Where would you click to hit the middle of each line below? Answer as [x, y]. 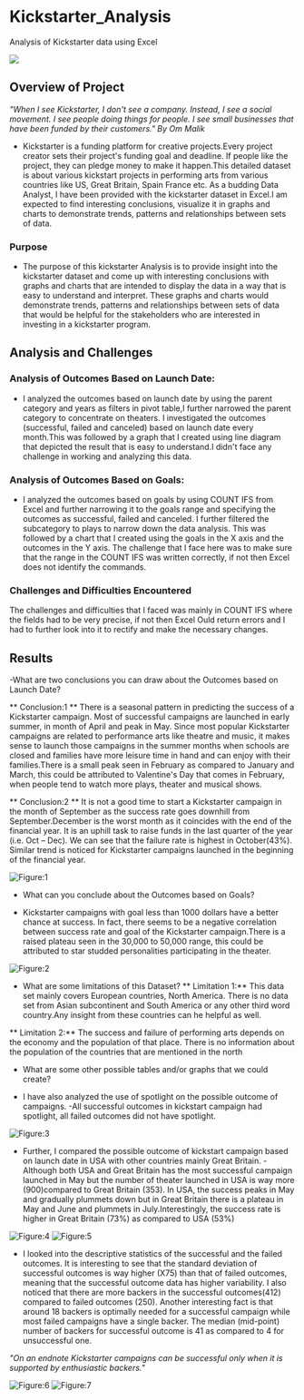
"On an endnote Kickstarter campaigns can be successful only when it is [146, 1358]
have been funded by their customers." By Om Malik [108, 128]
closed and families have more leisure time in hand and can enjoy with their [150, 756]
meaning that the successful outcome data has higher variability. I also [155, 1283]
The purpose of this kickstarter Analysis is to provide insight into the [150, 267]
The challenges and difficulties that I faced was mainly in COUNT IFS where [151, 611]
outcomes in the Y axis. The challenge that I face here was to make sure [157, 548]
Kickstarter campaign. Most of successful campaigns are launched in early [150, 717]
